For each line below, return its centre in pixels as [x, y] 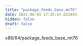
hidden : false [20, 19]
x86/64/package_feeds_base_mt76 [42, 38]
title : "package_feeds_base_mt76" [41, 10]
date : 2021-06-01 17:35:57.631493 [41, 14]
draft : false [19, 24]
